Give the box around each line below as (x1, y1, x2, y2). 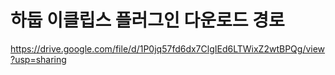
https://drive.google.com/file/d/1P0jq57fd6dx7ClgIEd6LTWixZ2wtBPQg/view (10, 42, 326, 55)
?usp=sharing (10, 53, 67, 65)
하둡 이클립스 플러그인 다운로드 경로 (10, 9, 285, 32)
